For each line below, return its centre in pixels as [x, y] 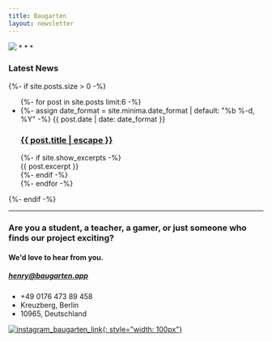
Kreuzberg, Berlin [49, 305]
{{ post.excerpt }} [49, 166]
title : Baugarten [38, 16]
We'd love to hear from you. [56, 257]
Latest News [34, 68]
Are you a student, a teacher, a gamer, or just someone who [127, 228]
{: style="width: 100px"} [142, 329]
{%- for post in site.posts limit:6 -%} [81, 101]
